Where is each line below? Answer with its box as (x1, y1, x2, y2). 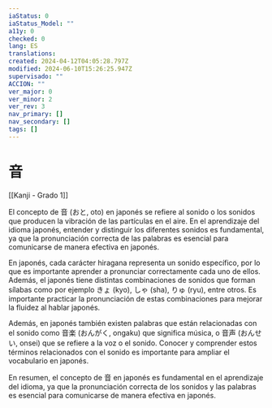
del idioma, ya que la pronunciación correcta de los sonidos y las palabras (8, 381, 257, 391)
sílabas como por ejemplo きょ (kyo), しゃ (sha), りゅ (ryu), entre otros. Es (8, 284, 257, 294)
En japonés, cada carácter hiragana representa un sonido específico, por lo (8, 258, 261, 267)
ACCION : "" (8, 80, 45, 88)
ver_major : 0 (8, 87, 53, 96)
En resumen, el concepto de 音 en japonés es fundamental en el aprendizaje (8, 372, 264, 382)
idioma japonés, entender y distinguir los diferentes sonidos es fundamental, (8, 224, 265, 234)
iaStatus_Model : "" (8, 20, 75, 28)
